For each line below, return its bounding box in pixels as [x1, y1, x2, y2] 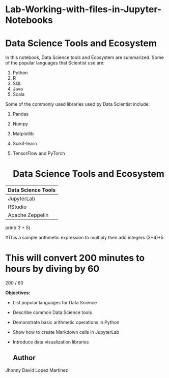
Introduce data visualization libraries [12, 339, 89, 345]
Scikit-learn [12, 141, 37, 147]
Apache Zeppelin [8, 212, 49, 219]
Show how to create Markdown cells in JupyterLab [12, 329, 120, 335]
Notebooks [5, 14, 53, 26]
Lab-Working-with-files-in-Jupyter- [5, 4, 162, 15]
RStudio [8, 203, 27, 210]
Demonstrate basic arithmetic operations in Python [12, 319, 120, 325]
